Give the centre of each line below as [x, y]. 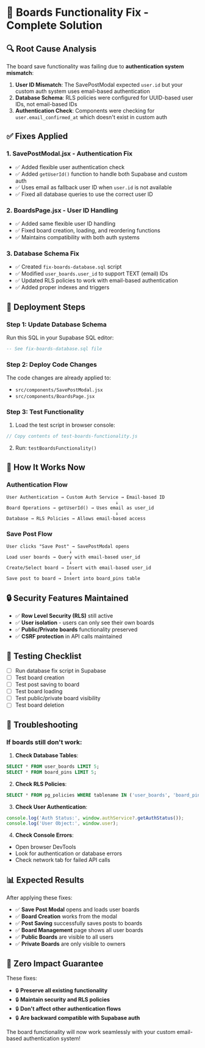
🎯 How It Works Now [46, 467]
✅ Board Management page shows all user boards [79, 930]
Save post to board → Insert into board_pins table [73, 579]
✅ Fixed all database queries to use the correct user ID [84, 194]
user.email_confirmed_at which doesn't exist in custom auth [91, 117]
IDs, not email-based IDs [46, 104]
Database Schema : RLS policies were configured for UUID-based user [104, 98]
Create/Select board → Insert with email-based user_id [79, 568]
